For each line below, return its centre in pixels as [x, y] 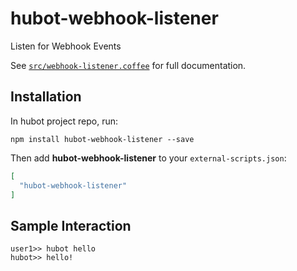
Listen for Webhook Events [66, 46]
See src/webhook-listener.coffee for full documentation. [128, 65]
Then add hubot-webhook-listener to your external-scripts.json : [148, 158]
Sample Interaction [71, 225]
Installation [46, 97]
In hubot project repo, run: [64, 121]
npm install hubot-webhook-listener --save [102, 139]
